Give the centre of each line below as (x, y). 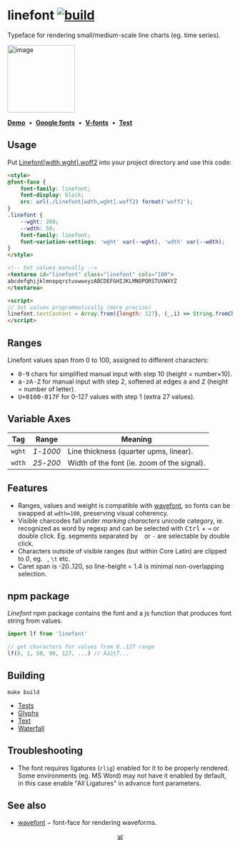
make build (24, 692)
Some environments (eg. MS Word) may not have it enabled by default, (122, 776)
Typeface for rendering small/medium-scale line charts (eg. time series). (114, 35)
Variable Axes (39, 419)
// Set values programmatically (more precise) (80, 307)
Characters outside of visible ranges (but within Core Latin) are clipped (122, 551)
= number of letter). (47, 389)
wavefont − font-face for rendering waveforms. (87, 823)
